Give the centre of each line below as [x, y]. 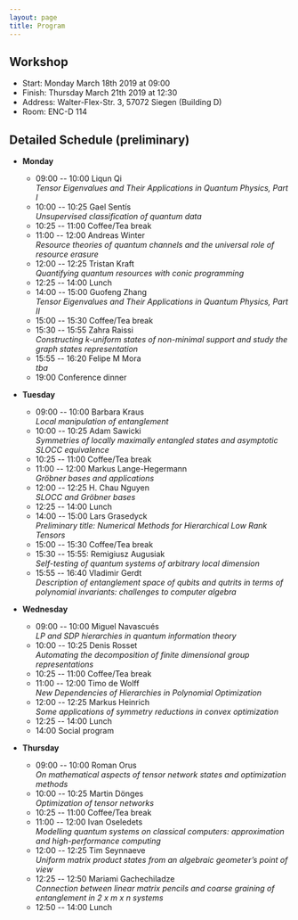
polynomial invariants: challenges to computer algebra [136, 592]
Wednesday [45, 609]
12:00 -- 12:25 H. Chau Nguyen [92, 488]
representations [64, 664]
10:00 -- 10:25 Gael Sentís [83, 207]
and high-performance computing [98, 841]
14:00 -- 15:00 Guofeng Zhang [91, 292]
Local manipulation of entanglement [102, 422]
